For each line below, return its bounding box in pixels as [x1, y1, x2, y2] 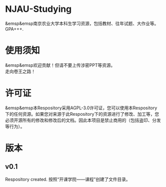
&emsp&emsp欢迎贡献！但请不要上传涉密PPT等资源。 [5, 62, 115, 68]
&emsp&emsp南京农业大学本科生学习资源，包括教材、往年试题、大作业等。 [5, 20, 159, 26]
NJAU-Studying [5, 3, 72, 15]
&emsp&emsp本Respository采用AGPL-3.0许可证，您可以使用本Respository [5, 105, 157, 111]
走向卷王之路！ [5, 68, 36, 74]
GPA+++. [5, 26, 24, 32]
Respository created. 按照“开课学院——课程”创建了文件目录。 [5, 176, 130, 182]
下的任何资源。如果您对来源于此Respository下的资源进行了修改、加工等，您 [5, 111, 160, 117]
